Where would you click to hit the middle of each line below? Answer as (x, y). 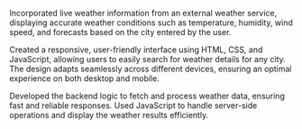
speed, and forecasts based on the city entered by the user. (120, 32)
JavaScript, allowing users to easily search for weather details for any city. (147, 59)
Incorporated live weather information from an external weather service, (143, 13)
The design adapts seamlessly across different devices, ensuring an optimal (151, 69)
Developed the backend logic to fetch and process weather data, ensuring (147, 96)
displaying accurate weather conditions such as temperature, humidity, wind (151, 23)
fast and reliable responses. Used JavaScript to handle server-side (133, 106)
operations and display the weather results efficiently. (109, 115)
